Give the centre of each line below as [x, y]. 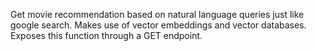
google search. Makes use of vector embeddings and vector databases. [158, 25]
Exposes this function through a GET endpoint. [106, 35]
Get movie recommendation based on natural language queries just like [157, 14]
